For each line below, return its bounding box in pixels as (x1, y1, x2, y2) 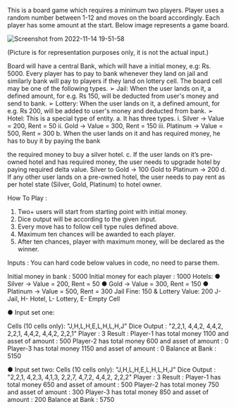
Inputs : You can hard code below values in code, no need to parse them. (7, 258, 220, 267)
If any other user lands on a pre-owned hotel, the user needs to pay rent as (7, 172, 225, 181)
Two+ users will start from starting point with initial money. (17, 208, 188, 215)
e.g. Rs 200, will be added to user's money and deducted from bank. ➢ (7, 107, 213, 115)
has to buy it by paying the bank (7, 137, 101, 145)
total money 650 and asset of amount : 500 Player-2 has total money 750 (7, 380, 220, 389)
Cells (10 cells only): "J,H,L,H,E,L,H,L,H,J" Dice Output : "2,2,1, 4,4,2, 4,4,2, (7, 322, 223, 330)
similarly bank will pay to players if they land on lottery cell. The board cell (7, 77, 223, 85)
